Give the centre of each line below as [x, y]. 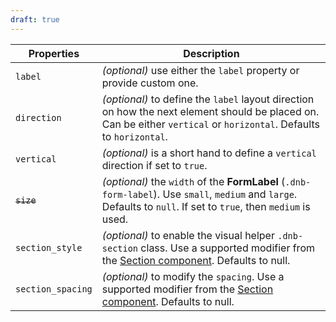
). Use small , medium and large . [225, 194]
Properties [54, 53]
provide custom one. [150, 83]
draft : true [35, 19]
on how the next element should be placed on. [210, 111]
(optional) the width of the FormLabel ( [193, 181]
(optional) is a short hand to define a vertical [209, 153]
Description [211, 53]
